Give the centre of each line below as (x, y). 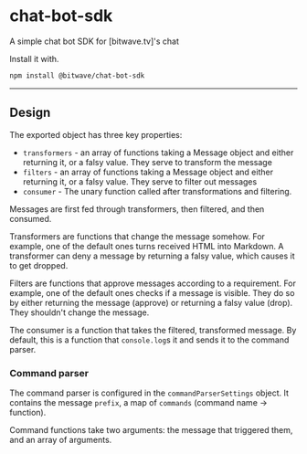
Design (30, 113)
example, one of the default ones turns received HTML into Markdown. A (147, 246)
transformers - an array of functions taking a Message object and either (158, 153)
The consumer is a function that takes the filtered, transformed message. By (153, 330)
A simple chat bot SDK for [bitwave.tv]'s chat (95, 41)
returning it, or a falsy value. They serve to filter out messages (140, 181)
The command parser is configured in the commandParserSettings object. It (149, 393)
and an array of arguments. (61, 439)
